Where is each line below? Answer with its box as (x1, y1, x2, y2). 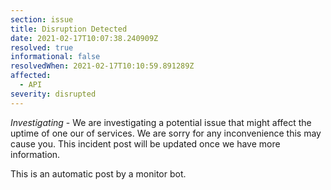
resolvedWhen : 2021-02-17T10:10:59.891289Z (10, 61, 195, 71)
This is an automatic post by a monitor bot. (10, 167, 187, 180)
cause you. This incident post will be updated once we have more (10, 137, 281, 150)
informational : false (10, 52, 101, 62)
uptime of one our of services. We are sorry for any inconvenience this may (10, 127, 322, 139)
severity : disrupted (10, 89, 97, 99)
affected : (10, 71, 52, 81)
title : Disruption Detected (10, 24, 128, 34)
